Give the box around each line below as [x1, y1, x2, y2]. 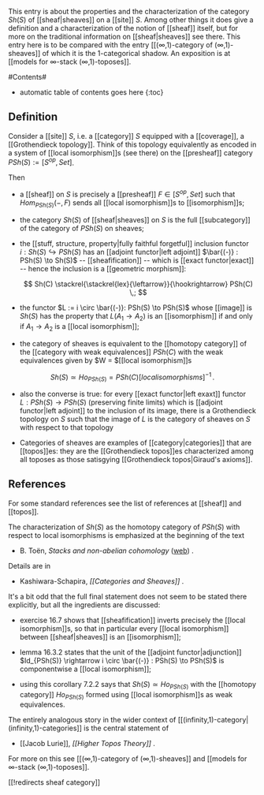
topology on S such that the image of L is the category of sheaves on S [19, 414, 251, 424]
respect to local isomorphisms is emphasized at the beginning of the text [8, 530, 245, 539]
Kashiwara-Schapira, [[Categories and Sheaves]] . [19, 576, 184, 586]
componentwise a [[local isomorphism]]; [19, 664, 152, 674]
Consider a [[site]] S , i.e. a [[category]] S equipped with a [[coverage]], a [8, 131, 244, 140]
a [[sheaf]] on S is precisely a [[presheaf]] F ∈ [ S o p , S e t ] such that [19, 188, 236, 200]
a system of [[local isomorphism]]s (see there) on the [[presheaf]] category [8, 147, 254, 157]
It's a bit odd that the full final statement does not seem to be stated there [8, 592, 247, 601]
